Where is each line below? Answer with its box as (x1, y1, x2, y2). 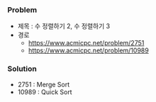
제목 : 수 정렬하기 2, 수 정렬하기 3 (17, 22, 111, 30)
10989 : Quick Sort (17, 87, 72, 96)
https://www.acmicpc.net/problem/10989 (28, 46, 149, 55)
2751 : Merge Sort (17, 80, 70, 89)
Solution (7, 64, 38, 74)
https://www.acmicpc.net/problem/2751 (28, 39, 145, 47)
